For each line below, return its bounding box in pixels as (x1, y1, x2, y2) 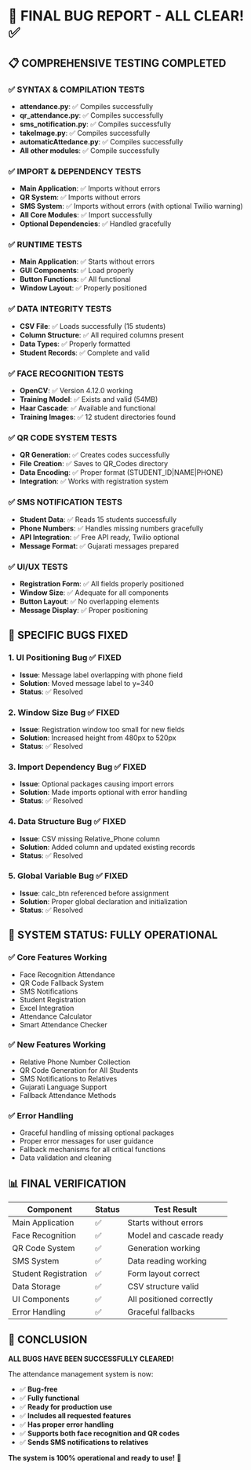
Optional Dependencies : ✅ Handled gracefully (19, 219, 172, 228)
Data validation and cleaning (19, 1153, 112, 1162)
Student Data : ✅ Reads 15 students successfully (19, 514, 177, 524)
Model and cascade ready (127, 1230, 224, 1241)
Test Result (154, 1204, 198, 1215)
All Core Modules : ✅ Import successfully (19, 210, 153, 220)
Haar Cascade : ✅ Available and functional (19, 403, 156, 413)
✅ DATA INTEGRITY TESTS (8, 304, 112, 315)
